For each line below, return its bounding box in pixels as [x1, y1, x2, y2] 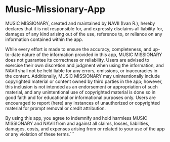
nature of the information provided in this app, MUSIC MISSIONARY [22, 52, 162, 58]
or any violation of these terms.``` [5, 131, 75, 137]
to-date [5, 52, 21, 58]
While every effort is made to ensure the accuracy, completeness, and [5, 46, 152, 52]
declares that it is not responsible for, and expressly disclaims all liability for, [5, 25, 163, 31]
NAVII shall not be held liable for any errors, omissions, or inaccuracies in [5, 67, 158, 74]
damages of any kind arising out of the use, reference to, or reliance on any [5, 31, 163, 37]
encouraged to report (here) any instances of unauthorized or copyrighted [5, 100, 160, 106]
